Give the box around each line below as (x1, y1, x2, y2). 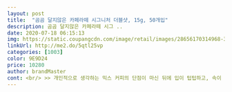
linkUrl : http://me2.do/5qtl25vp (7, 42, 104, 49)
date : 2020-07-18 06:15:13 (7, 29, 85, 37)
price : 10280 (7, 62, 45, 68)
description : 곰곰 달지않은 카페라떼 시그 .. (7, 23, 123, 30)
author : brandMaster (7, 68, 67, 75)
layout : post (7, 10, 45, 17)
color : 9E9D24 (7, 55, 48, 62)
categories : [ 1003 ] (7, 49, 64, 56)
